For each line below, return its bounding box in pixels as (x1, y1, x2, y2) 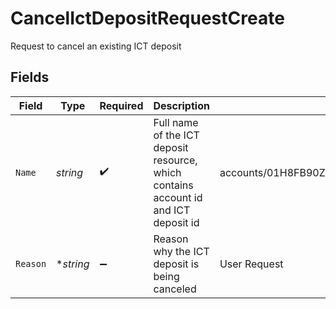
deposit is (153, 257, 200, 271)
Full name (153, 115, 199, 129)
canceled (153, 282, 197, 296)
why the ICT (153, 244, 210, 258)
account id (153, 190, 203, 204)
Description (153, 98, 210, 112)
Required (99, 98, 144, 112)
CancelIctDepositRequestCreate (10, 7, 285, 30)
